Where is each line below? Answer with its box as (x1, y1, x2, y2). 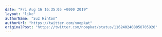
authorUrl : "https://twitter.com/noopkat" (5, 20, 92, 25)
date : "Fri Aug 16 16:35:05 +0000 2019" (5, 7, 89, 12)
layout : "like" (5, 12, 36, 16)
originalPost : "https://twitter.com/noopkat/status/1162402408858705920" (5, 25, 158, 30)
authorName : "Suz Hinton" (5, 16, 57, 21)
